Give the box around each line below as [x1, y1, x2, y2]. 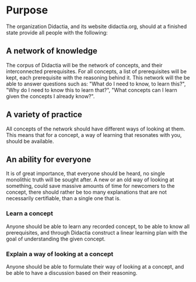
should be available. [6, 137, 54, 145]
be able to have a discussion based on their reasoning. [6, 269, 138, 276]
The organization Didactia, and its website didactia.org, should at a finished [6, 23, 187, 30]
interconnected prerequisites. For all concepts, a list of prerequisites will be [6, 68, 187, 75]
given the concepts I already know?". [6, 92, 95, 99]
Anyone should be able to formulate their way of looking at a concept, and [6, 263, 184, 270]
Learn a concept [6, 209, 54, 218]
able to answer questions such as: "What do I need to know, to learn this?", [6, 80, 186, 87]
